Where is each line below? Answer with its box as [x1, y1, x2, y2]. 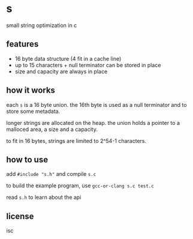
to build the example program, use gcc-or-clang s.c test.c [6, 182, 154, 189]
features [6, 39, 39, 49]
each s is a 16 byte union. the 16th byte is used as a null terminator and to [6, 101, 187, 108]
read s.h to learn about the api [6, 194, 82, 201]
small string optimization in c [6, 22, 77, 29]
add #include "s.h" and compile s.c [6, 171, 96, 178]
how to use [6, 154, 49, 165]
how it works [6, 85, 56, 95]
